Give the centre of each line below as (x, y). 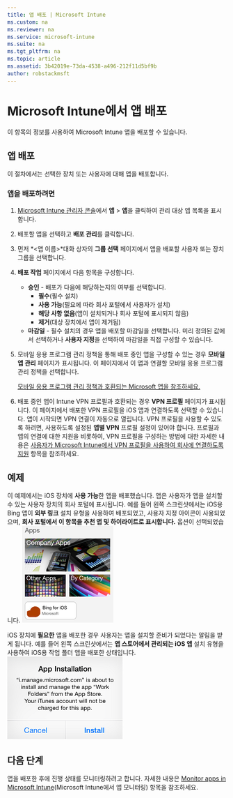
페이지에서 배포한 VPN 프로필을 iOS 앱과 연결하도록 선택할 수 (122, 410)
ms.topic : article (34, 59)
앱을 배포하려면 (31, 194)
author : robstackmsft (39, 73)
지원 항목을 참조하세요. (48, 453)
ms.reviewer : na (31, 29)
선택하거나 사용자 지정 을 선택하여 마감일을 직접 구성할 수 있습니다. (124, 339)
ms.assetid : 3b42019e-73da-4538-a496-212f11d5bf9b (82, 66)
